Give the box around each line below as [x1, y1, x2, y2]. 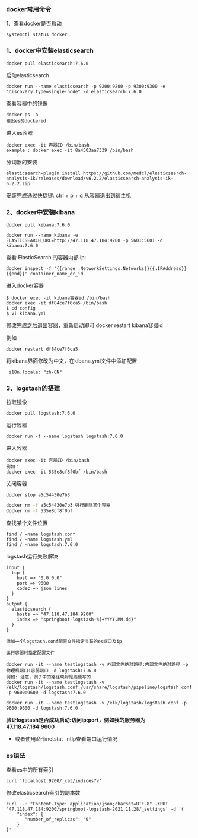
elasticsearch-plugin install [6, 170, 81, 176]
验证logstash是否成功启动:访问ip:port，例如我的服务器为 [6, 716, 146, 723]
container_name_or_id [30, 271, 84, 277]
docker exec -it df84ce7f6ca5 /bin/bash [6, 300, 108, 306]
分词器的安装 [6, 158, 37, 166]
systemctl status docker [6, 31, 68, 38]
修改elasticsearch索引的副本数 [6, 789, 81, 796]
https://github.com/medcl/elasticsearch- [82, 170, 187, 176]
